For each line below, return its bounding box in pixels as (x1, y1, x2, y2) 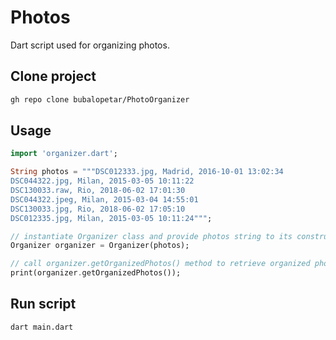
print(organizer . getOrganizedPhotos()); (10, 268, 182, 278)
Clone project (10, 68, 97, 85)
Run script (10, 296, 77, 313)
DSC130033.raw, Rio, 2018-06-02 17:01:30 (10, 186, 186, 196)
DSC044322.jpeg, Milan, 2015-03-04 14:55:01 (10, 194, 199, 205)
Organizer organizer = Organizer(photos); (10, 241, 190, 251)
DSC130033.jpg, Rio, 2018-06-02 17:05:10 (10, 204, 186, 214)
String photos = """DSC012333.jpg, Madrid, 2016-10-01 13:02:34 (10, 167, 284, 177)
